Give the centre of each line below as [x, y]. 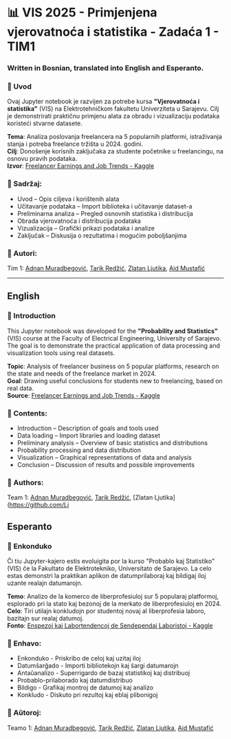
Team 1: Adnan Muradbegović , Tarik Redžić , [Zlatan [80, 497]
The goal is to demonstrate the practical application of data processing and [114, 345]
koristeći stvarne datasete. [45, 123]
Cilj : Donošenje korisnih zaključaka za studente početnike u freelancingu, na [115, 151]
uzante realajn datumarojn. [45, 583]
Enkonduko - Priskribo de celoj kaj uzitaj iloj [79, 658]
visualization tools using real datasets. [61, 353]
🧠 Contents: [27, 413]
